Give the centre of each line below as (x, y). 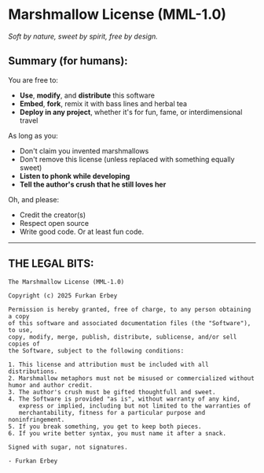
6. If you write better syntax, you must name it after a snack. (117, 433)
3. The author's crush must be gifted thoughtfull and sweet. (112, 392)
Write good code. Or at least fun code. (82, 231)
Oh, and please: (34, 199)
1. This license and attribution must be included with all (109, 364)
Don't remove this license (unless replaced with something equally (127, 159)
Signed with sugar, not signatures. (68, 447)
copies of (24, 344)
